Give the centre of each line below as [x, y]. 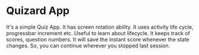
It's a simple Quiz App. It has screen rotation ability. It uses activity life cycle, [100, 27]
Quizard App [38, 11]
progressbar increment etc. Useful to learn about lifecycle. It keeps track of [98, 33]
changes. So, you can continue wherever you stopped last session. [88, 46]
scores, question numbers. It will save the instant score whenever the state [98, 39]
